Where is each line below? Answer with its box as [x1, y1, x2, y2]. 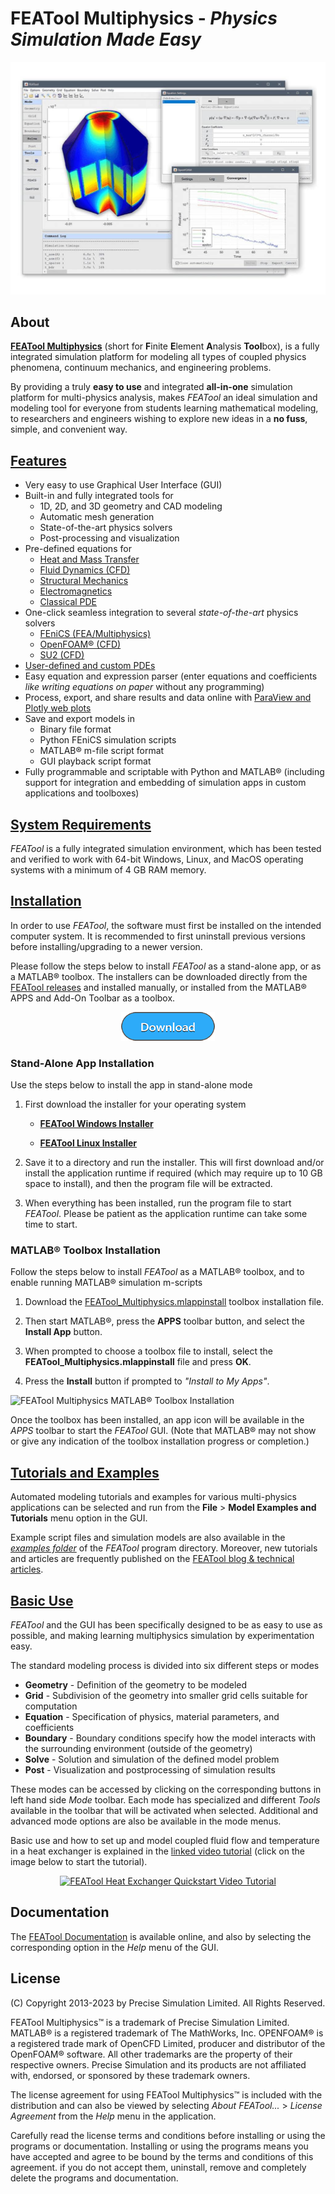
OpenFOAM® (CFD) [39, 638, 122, 651]
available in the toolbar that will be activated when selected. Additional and [10, 1805, 319, 1816]
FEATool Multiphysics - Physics [10, 7, 278, 30]
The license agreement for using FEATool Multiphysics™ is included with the [10, 2088, 323, 2101]
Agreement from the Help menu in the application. [10, 2110, 217, 2122]
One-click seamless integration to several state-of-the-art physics [24, 607, 299, 619]
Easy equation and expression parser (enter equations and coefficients [24, 670, 318, 682]
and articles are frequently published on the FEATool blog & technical [10, 1553, 295, 1565]
